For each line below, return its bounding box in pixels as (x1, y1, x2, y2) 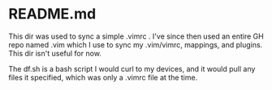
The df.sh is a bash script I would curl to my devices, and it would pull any (8, 63, 256, 73)
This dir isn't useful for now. (8, 48, 101, 58)
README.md (8, 5, 97, 23)
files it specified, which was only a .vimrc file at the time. (8, 72, 198, 82)
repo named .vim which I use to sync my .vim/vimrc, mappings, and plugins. (8, 39, 263, 49)
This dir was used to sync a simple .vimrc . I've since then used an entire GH (8, 31, 264, 41)
